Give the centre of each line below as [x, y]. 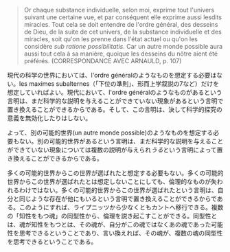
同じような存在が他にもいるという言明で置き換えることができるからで [118, 199]
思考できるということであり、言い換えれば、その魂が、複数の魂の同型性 [121, 233]
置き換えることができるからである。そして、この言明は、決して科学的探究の [115, 110]
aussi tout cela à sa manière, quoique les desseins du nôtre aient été [121, 54]
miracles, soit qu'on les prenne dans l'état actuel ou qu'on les [111, 39]
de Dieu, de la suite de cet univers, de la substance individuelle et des [123, 32]
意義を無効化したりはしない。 [49, 118]
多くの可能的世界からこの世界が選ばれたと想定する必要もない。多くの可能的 [115, 173]
